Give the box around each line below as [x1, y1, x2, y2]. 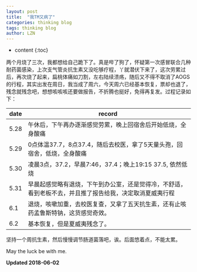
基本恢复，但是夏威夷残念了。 [28, 220, 110, 228]
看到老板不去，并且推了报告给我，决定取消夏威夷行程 [28, 189, 175, 197]
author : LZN [6, 31, 35, 36]
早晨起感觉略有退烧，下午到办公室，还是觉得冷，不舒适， [28, 180, 186, 189]
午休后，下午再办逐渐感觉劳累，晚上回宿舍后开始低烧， [28, 121, 181, 129]
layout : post [6, 8, 38, 15]
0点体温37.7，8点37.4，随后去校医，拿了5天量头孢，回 [28, 140, 183, 149]
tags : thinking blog [6, 25, 57, 31]
